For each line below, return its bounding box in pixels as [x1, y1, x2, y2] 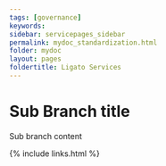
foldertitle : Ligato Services [9, 63, 122, 72]
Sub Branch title [9, 102, 131, 121]
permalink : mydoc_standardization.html [9, 37, 158, 47]
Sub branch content [9, 130, 83, 141]
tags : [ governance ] [9, 12, 82, 22]
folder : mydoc [9, 46, 62, 55]
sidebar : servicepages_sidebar [9, 29, 126, 38]
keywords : [9, 21, 46, 30]
